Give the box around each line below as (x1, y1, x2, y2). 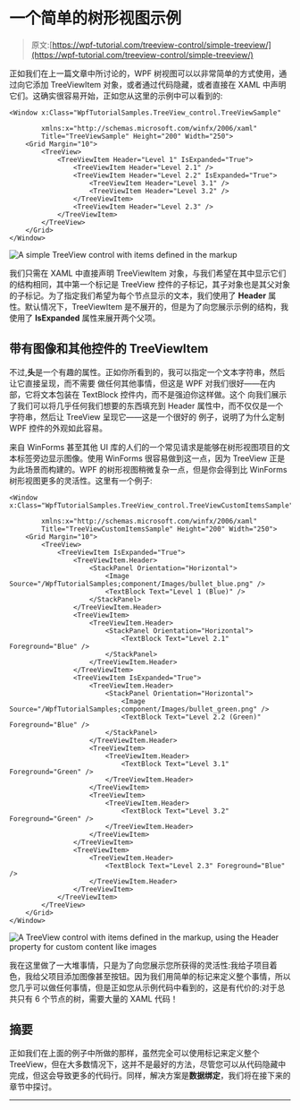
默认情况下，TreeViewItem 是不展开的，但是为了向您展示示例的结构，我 (24, 301, 289, 312)
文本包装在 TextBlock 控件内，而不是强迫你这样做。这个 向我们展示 (39, 388, 287, 399)
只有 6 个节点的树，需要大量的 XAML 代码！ (16, 993, 179, 1003)
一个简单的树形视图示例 (9, 8, 182, 29)
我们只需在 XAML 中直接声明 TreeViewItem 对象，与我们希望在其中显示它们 (9, 268, 287, 278)
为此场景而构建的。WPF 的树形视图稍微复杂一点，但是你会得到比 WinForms (9, 464, 287, 474)
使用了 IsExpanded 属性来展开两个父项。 (9, 312, 161, 323)
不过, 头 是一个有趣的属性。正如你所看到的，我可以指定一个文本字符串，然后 (9, 366, 286, 377)
